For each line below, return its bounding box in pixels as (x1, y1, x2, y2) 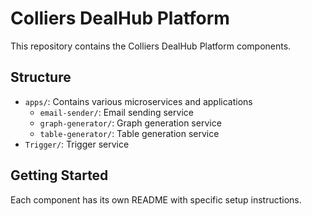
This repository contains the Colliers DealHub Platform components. (10, 40, 292, 52)
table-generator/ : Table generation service (39, 127, 220, 139)
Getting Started (10, 167, 109, 184)
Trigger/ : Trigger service (24, 138, 130, 150)
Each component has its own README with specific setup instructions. (10, 193, 302, 206)
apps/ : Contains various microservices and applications (24, 95, 253, 107)
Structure (10, 69, 72, 86)
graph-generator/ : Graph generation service (39, 117, 222, 129)
